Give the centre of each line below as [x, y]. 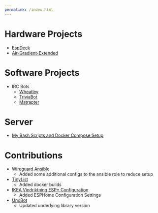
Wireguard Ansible [31, 169]
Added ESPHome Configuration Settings [60, 195]
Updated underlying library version [54, 206]
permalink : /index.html [29, 10]
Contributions [33, 155]
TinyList [20, 180]
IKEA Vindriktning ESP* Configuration [50, 190]
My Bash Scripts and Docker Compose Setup [58, 135]
